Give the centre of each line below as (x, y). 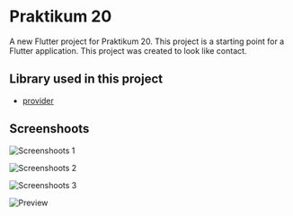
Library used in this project (86, 79)
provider (38, 100)
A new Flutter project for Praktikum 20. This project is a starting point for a (147, 41)
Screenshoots (49, 129)
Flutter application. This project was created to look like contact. (128, 50)
